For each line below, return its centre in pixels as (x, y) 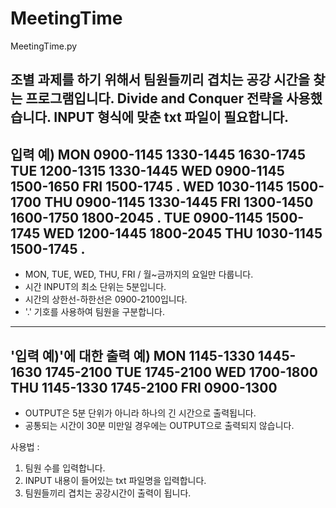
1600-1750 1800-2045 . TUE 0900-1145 (136, 217)
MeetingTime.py (44, 46)
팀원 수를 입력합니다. (65, 468)
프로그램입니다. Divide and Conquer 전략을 (154, 98)
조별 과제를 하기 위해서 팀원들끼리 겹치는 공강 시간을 (160, 80)
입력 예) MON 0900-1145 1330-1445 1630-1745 (158, 154)
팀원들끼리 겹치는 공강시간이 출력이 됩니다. (108, 493)
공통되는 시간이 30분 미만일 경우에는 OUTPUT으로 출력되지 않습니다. (159, 425)
